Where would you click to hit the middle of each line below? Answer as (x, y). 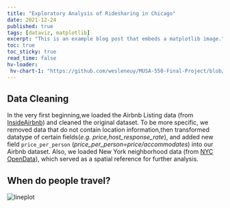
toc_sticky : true (32, 52)
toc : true (21, 45)
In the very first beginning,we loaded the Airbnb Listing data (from (100, 115)
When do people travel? (59, 180)
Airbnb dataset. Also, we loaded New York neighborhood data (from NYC (110, 152)
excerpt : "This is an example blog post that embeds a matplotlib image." (116, 39)
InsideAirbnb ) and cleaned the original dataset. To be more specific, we (108, 123)
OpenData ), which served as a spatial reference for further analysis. (103, 159)
